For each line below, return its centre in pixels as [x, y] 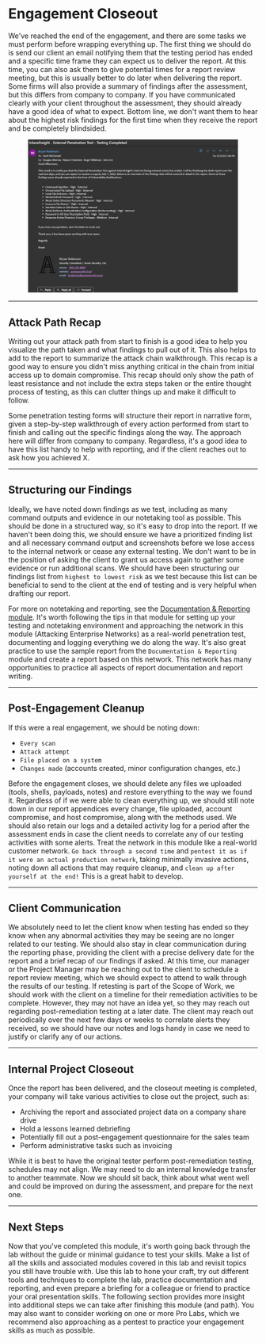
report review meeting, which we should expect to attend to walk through [127, 978]
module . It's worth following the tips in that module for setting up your [122, 617]
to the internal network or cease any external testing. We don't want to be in [132, 551]
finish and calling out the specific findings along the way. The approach [125, 433]
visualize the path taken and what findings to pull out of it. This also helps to [132, 350]
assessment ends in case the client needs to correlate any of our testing [126, 834]
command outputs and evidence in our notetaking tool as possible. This [125, 517]
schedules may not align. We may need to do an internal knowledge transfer [132, 1169]
